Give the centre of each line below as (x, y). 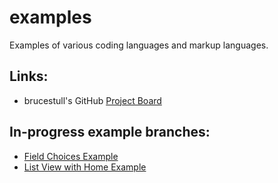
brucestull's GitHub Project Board (92, 100)
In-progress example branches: (110, 132)
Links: (29, 76)
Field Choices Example (71, 156)
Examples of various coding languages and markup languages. (139, 45)
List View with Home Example (85, 167)
